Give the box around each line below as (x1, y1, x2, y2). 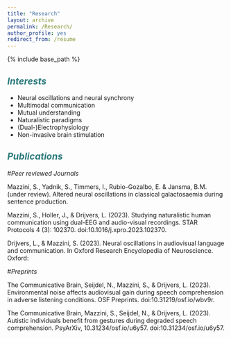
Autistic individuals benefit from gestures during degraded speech (7, 316, 197, 324)
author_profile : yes (7, 29, 67, 37)
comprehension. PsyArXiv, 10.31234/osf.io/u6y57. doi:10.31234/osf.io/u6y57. (7, 324, 225, 332)
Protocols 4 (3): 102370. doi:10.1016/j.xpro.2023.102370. (7, 225, 167, 233)
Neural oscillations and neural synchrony (17, 93, 135, 101)
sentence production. (7, 197, 69, 206)
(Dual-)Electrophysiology (17, 123, 89, 131)
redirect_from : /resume (7, 36, 76, 43)
